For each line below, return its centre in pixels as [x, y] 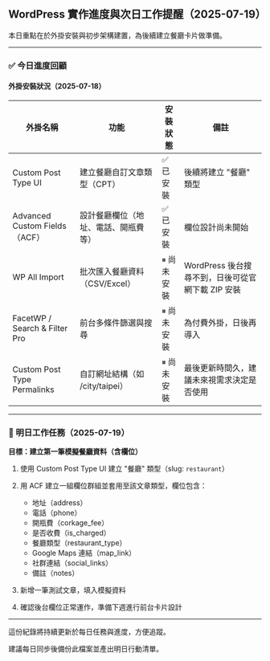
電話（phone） [57, 513]
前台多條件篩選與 [112, 322]
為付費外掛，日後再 [220, 322]
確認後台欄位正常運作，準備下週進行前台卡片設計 [101, 607]
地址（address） [59, 503]
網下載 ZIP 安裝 [212, 289]
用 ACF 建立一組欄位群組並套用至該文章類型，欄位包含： [113, 486]
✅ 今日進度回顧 [37, 65]
